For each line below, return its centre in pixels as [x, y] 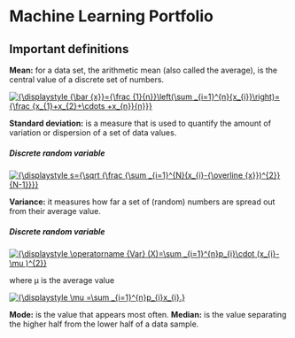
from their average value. [55, 211]
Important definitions [69, 49]
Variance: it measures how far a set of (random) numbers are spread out [142, 202]
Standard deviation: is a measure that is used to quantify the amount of [140, 123]
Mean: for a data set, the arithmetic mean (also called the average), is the [144, 70]
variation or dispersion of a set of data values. [93, 133]
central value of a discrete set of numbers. [87, 80]
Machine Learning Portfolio [112, 16]
